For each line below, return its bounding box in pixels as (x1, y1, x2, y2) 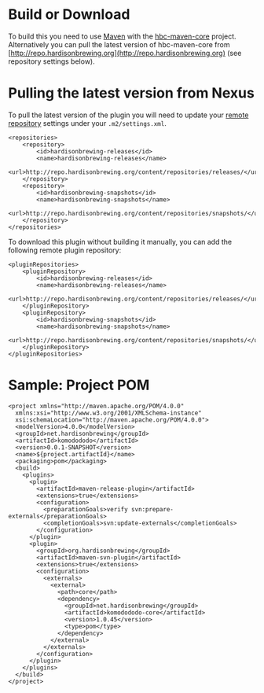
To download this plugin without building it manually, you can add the (8, 237, 233, 246)
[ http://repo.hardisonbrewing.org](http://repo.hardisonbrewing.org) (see (8, 48, 242, 57)
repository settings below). (8, 57, 96, 66)
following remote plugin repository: (8, 245, 122, 255)
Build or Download (8, 6, 130, 24)
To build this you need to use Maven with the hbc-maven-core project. (8, 31, 237, 41)
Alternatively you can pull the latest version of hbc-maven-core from (8, 39, 230, 49)
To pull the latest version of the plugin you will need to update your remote (8, 110, 249, 120)
